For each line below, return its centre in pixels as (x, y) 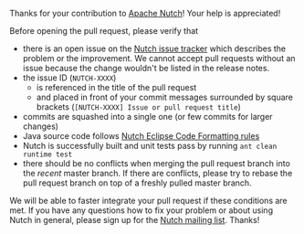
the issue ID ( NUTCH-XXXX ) (69, 78)
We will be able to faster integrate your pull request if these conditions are (148, 201)
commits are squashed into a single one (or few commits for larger (147, 117)
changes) (41, 126)
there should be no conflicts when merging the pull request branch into (156, 163)
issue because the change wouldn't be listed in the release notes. (146, 68)
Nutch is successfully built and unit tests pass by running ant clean (150, 146)
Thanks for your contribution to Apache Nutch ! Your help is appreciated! (145, 13)
